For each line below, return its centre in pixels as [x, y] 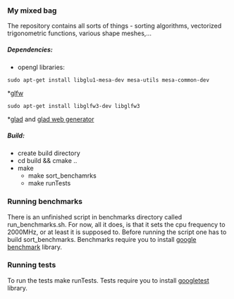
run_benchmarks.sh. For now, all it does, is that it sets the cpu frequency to [116, 224]
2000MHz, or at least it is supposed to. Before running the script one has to [117, 232]
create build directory [49, 153]
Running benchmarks [45, 202]
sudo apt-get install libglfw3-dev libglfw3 [74, 106]
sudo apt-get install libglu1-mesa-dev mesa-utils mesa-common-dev [109, 80]
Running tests [32, 265]
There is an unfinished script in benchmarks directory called [95, 216]
